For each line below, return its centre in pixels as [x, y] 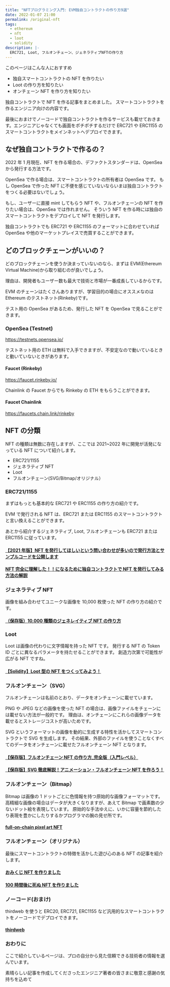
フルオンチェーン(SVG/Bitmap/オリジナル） [58, 478]
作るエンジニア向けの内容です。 [39, 108]
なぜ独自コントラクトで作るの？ [55, 149]
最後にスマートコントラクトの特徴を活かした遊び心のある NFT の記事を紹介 [84, 853]
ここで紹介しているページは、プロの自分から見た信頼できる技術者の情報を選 [85, 956]
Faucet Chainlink [23, 402]
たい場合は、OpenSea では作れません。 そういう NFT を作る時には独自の [86, 209]
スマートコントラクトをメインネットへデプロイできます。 [65, 132]
